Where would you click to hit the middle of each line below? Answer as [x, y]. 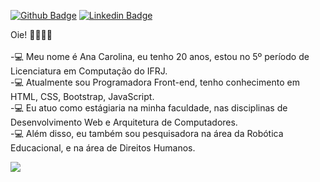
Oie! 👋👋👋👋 [31, 34]
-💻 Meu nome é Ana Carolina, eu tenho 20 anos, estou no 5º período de [160, 56]
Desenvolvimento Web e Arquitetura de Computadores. [124, 122]
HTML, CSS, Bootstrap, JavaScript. [82, 96]
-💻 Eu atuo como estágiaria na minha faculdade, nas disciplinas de [149, 108]
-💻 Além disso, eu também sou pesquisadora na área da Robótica [147, 133]
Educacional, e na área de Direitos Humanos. [103, 148]
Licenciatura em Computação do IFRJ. [89, 71]
